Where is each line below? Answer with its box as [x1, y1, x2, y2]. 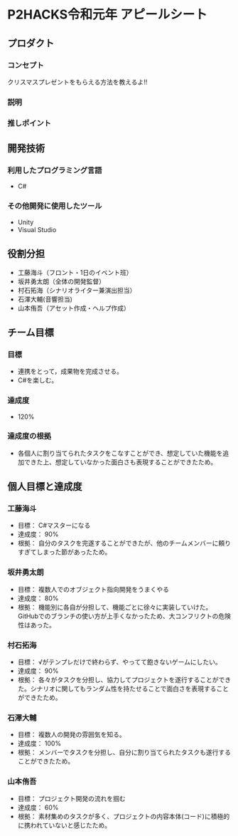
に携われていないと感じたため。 [17, 820, 112, 830]
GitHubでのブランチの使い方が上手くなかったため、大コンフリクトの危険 [17, 612, 232, 620]
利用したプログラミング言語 [7, 165, 102, 175]
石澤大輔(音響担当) [17, 295, 73, 303]
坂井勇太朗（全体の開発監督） [17, 277, 105, 286]
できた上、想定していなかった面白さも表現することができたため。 [23, 457, 217, 466]
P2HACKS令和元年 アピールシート [7, 6, 207, 23]
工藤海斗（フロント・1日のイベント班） [17, 268, 133, 276]
